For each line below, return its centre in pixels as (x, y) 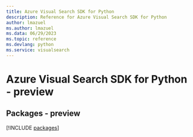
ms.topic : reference (31, 39)
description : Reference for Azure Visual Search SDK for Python (86, 17)
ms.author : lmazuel (30, 28)
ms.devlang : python (30, 45)
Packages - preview (43, 114)
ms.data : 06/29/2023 (31, 34)
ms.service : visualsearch (38, 50)
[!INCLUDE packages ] (33, 128)
